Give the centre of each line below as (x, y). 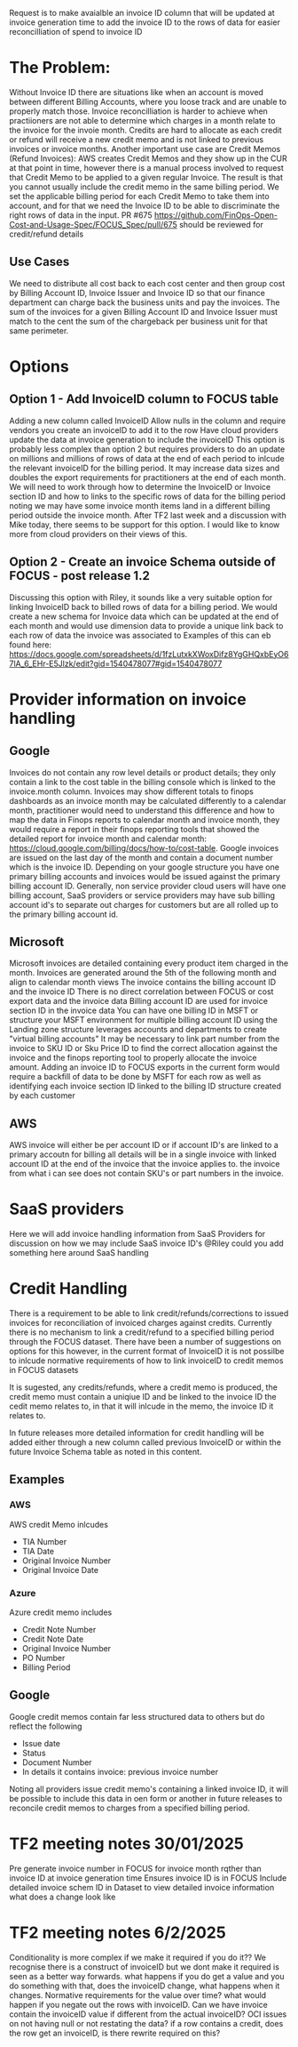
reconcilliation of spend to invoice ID (76, 32)
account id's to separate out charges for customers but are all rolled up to (144, 904)
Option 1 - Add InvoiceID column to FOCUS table (144, 399)
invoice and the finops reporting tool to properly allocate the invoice (133, 1058)
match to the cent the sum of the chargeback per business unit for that (138, 321)
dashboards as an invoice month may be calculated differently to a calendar (148, 800)
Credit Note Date (53, 1639)
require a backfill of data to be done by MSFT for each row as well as (135, 1077)
